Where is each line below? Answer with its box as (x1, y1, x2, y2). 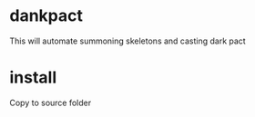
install (9, 67, 57, 88)
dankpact (9, 5, 84, 26)
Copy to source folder (9, 97, 92, 108)
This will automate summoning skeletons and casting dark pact (9, 35, 246, 46)
